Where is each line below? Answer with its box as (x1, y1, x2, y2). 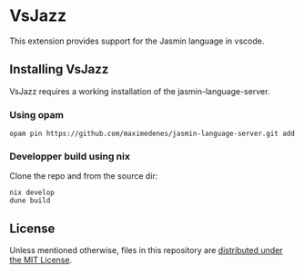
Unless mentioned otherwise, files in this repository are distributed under (9, 245, 284, 256)
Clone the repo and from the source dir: (9, 171, 158, 181)
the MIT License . (9, 255, 73, 266)
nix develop (9, 188, 55, 198)
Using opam (9, 108, 64, 121)
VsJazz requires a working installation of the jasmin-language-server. (9, 85, 270, 96)
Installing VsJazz (9, 62, 109, 77)
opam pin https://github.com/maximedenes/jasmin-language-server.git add (9, 129, 296, 139)
